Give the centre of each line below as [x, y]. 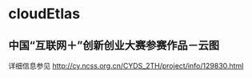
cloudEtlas [44, 14]
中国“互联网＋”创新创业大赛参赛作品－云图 [114, 45]
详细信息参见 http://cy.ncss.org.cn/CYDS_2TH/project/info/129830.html [126, 66]
